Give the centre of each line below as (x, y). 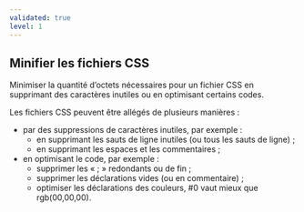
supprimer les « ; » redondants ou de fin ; (114, 168)
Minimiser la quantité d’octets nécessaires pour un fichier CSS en (132, 85)
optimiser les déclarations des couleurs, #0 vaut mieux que (147, 188)
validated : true (40, 18)
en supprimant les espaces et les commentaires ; (128, 149)
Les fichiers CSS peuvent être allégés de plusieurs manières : (125, 112)
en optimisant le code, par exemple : (91, 159)
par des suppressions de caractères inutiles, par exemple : (132, 130)
